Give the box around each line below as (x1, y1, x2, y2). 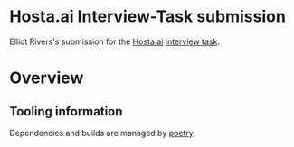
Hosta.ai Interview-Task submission (9, 6, 287, 27)
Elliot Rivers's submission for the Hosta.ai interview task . (9, 36, 220, 47)
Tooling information (9, 104, 123, 119)
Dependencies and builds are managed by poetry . (9, 127, 196, 138)
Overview (9, 68, 84, 88)
